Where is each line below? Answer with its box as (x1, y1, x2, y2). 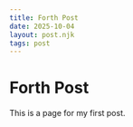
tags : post (9, 38, 51, 48)
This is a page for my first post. (9, 108, 126, 119)
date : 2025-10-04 (9, 22, 75, 31)
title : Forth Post (9, 13, 79, 23)
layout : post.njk (9, 30, 75, 39)
